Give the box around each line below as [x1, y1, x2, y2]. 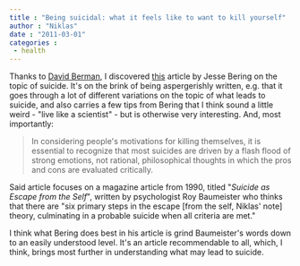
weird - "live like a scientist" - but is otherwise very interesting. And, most [9, 109, 281, 120]
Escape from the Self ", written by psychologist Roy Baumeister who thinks [9, 192, 284, 202]
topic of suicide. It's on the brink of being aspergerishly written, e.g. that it [9, 81, 283, 91]
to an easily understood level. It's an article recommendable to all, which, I [9, 237, 283, 248]
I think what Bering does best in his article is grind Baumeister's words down [9, 227, 292, 238]
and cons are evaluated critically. [30, 165, 154, 176]
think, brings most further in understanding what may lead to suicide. [9, 247, 264, 258]
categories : [9, 38, 58, 47]
